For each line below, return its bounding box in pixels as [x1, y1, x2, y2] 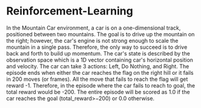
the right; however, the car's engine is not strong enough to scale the [6, 37, 179, 44]
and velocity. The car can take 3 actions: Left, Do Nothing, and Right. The [6, 62, 189, 70]
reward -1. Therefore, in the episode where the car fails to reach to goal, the [6, 81, 196, 89]
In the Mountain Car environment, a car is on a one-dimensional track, [6, 24, 181, 31]
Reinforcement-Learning [6, 4, 133, 18]
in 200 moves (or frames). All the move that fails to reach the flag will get [6, 75, 188, 83]
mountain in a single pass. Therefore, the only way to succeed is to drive [6, 43, 188, 51]
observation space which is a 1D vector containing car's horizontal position [6, 56, 194, 63]
